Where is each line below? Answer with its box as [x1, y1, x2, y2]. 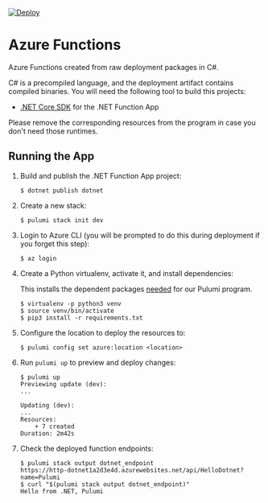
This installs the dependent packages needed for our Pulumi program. [19, 284, 253, 294]
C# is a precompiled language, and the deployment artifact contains [8, 77, 234, 88]
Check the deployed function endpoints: [19, 443, 154, 453]
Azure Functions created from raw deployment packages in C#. [8, 62, 219, 72]
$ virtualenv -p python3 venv [19, 299, 122, 307]
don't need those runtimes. [8, 126, 98, 136]
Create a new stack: [19, 200, 87, 210]
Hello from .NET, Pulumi [19, 487, 104, 495]
